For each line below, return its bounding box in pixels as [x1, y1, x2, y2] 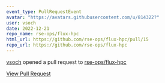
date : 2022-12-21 [6, 25, 50, 32]
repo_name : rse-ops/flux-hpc [6, 31, 79, 37]
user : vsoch [6, 20, 36, 26]
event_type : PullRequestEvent [6, 8, 82, 15]
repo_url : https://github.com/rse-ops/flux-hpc [6, 42, 128, 48]
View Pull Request [6, 70, 51, 77]
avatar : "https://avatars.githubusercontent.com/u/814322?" [6, 14, 160, 20]
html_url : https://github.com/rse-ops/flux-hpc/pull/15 [6, 36, 149, 42]
